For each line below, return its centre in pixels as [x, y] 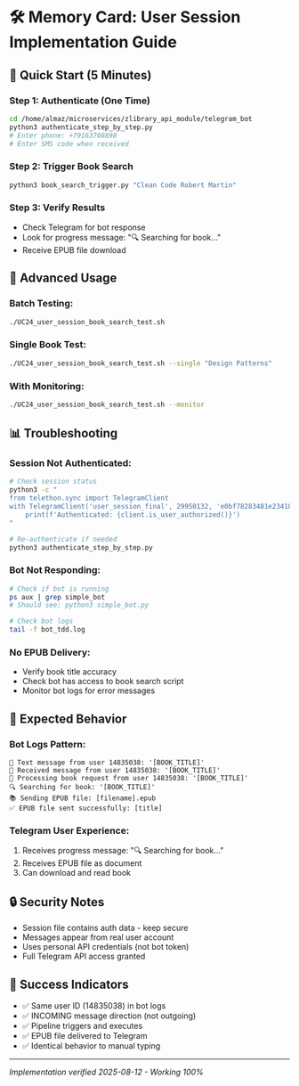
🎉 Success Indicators [69, 984]
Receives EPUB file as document [82, 863]
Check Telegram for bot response [84, 227]
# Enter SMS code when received [69, 143]
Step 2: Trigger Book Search [71, 167]
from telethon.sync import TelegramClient [89, 498]
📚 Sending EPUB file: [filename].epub [83, 798]
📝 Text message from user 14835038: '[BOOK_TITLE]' [107, 763]
